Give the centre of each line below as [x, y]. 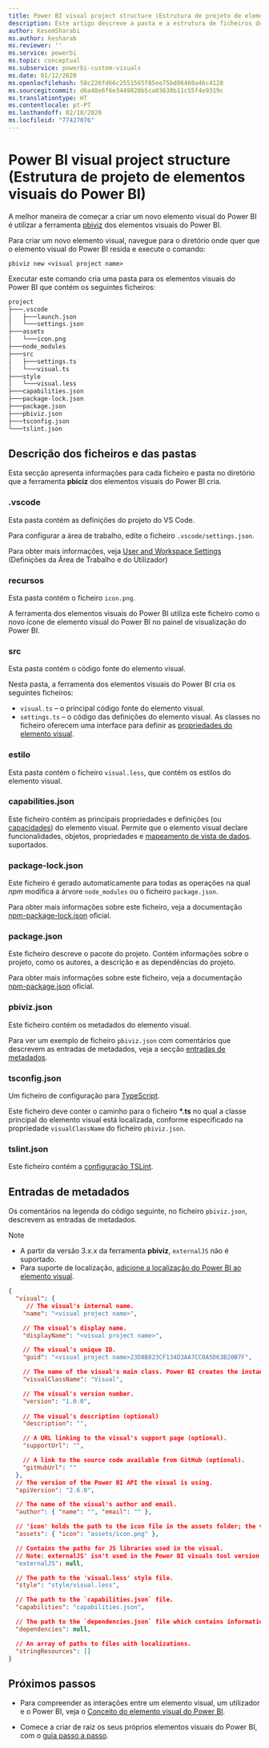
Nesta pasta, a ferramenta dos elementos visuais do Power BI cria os [122, 684]
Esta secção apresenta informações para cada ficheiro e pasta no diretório [132, 473]
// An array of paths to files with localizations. [104, 1644]
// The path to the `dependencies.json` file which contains [120, 1622]
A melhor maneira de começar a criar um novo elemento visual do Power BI [133, 216]
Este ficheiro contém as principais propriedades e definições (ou [115, 819]
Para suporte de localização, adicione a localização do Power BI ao [130, 1268]
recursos [26, 581]
